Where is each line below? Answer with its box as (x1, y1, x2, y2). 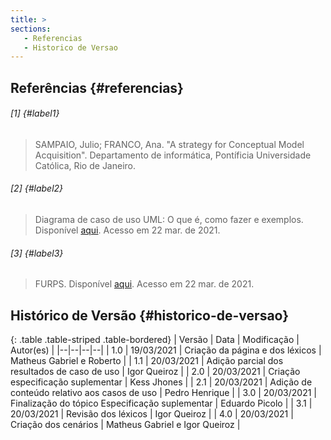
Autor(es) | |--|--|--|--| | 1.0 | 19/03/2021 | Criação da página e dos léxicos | (10, 344, 322, 356)
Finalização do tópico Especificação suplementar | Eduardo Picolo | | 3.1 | (10, 397, 313, 410)
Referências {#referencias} (10, 79, 184, 96)
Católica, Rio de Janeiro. (34, 159, 137, 171)
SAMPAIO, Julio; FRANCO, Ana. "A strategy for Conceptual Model (34, 138, 305, 150)
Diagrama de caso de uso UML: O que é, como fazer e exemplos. (34, 214, 304, 226)
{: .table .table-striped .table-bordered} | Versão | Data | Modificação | (10, 334, 300, 346)
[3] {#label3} (10, 247, 64, 259)
